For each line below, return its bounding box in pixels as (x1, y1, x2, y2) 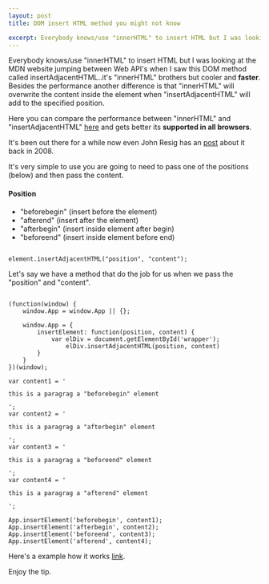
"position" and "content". (8, 278, 90, 287)
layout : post (8, 11, 52, 20)
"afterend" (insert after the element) (19, 215, 139, 225)
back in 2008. (8, 146, 54, 156)
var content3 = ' (8, 443, 66, 452)
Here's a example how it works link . (8, 551, 126, 561)
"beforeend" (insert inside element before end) (19, 232, 175, 241)
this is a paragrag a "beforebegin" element (8, 390, 159, 398)
